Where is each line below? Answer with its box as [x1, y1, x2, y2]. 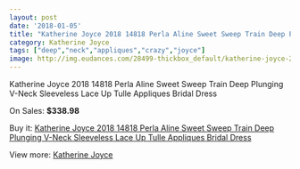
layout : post [9, 12, 58, 22]
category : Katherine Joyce [9, 37, 110, 47]
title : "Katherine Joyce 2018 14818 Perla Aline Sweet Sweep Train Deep [9, 29, 286, 38]
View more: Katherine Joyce [9, 149, 113, 160]
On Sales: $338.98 [9, 106, 80, 116]
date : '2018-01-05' [9, 21, 82, 30]
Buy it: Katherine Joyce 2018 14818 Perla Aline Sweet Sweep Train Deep [9, 123, 275, 133]
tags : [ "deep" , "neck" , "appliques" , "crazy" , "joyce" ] [9, 46, 205, 55]
